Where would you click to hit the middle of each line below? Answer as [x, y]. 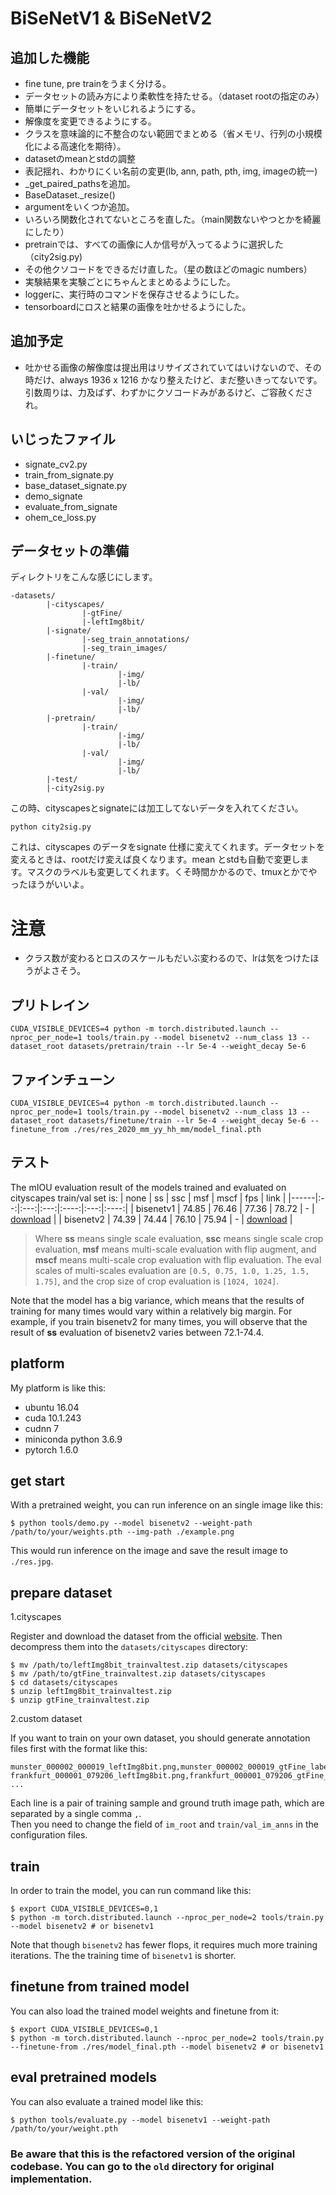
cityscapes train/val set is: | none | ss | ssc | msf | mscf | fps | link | [148, 1198]
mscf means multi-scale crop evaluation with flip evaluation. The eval [178, 1259]
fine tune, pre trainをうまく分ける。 [98, 83]
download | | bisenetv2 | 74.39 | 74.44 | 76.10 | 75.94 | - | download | [151, 1219]
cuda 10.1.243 [53, 1418]
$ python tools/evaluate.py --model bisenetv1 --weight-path [140, 2120]
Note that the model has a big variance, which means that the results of [157, 1300]
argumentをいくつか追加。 [79, 206]
